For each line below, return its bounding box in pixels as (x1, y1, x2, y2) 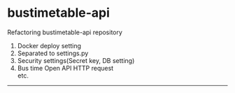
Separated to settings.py (17, 49, 89, 57)
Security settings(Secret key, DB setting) (17, 56, 135, 64)
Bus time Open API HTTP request (17, 64, 114, 72)
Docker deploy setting (17, 41, 82, 50)
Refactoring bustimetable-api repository (7, 28, 122, 36)
